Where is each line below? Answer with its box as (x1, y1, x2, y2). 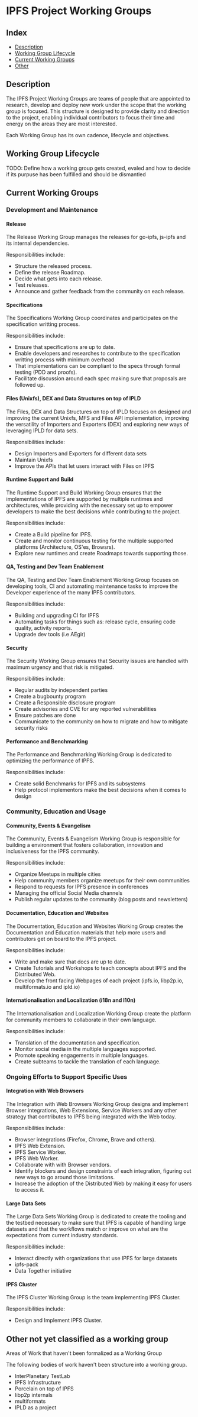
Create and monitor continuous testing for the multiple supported (14, 537, 174, 544)
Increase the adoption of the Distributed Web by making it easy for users (14, 1180, 192, 1187)
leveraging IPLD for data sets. (6, 427, 79, 434)
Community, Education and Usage (6, 807, 106, 816)
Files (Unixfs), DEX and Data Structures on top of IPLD (6, 394, 141, 402)
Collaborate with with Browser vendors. (14, 1161, 111, 1169)
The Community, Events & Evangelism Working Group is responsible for (6, 835, 180, 842)
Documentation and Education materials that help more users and (6, 929, 166, 936)
